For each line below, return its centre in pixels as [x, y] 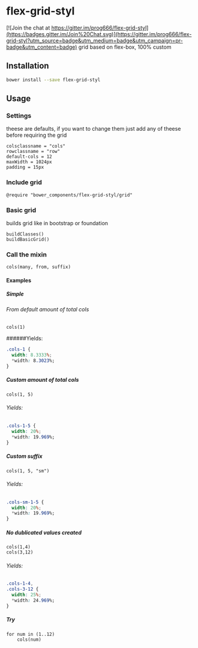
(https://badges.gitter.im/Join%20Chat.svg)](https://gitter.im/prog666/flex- [99, 34]
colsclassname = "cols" [36, 146]
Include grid [24, 182]
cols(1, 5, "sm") [28, 471]
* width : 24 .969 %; [33, 600]
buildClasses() [25, 234]
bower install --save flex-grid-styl [53, 79]
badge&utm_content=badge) [42, 47]
